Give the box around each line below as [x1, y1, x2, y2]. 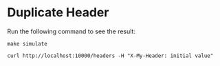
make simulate [7, 40, 48, 47]
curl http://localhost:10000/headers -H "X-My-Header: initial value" [7, 52, 214, 59]
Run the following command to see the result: [7, 27, 136, 35]
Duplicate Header [7, 5, 109, 20]
